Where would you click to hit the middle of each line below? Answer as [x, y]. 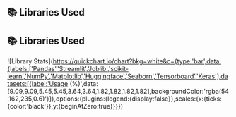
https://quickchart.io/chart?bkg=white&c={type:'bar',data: [137, 61]
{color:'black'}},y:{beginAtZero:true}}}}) [65, 106]
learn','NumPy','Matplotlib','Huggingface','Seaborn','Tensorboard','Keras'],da [118, 76]
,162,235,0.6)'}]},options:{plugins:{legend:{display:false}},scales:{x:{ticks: [115, 99]
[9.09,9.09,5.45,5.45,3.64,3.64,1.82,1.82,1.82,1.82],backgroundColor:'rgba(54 [118, 92]
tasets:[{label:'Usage [38, 84]
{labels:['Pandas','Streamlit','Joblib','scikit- [68, 69]
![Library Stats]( [30, 61]
